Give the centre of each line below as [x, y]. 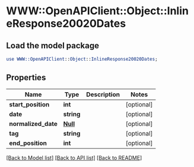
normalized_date [33, 124]
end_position [28, 143]
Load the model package [53, 45]
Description [103, 94]
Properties [26, 78]
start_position [29, 104]
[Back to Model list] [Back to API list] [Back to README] [74, 157]
